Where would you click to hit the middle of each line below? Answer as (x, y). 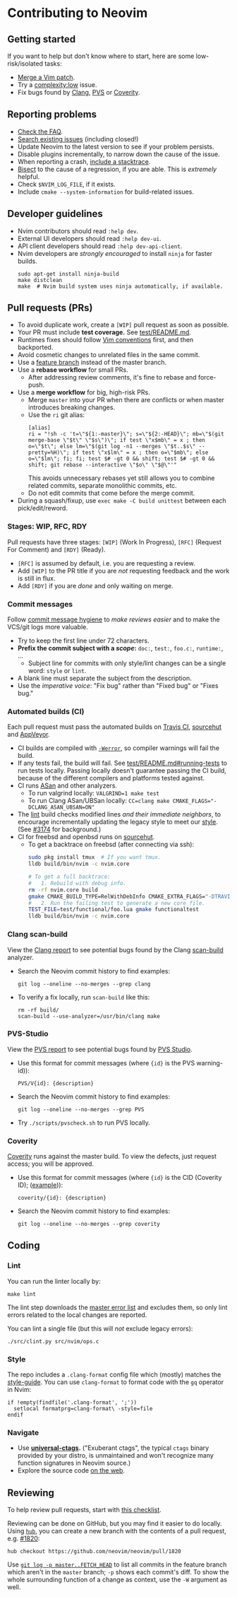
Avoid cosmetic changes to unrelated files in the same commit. (109, 355)
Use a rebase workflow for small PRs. (73, 370)
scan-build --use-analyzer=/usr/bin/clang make (89, 1016)
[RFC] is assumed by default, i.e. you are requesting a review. (106, 563)
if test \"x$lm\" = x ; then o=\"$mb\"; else (140, 453)
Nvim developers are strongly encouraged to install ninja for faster (115, 253)
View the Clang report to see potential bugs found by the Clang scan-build (115, 949)
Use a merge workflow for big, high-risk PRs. (84, 392)
